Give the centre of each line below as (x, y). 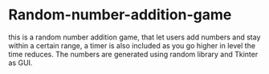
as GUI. (20, 63)
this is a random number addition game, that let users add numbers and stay (134, 37)
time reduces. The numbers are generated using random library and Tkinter (133, 54)
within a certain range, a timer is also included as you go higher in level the (132, 45)
